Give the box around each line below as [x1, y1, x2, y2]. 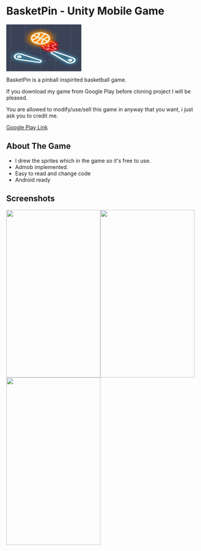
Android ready [14, 176, 51, 183]
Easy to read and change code [14, 170, 91, 177]
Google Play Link [6, 124, 48, 131]
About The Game [6, 141, 71, 151]
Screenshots [6, 194, 55, 204]
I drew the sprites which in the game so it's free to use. [14, 157, 151, 164]
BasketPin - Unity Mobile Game [6, 4, 165, 18]
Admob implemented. [14, 163, 68, 170]
